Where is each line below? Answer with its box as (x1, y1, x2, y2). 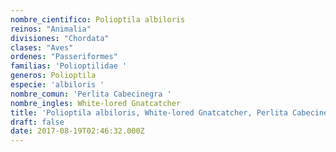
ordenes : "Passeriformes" (10, 52, 118, 62)
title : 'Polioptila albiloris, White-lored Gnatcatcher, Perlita (10, 107, 288, 118)
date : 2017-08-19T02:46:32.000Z (10, 126, 145, 136)
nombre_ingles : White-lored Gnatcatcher (10, 98, 182, 108)
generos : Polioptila (10, 71, 97, 81)
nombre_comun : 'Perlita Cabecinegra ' (10, 89, 172, 99)
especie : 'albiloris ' (10, 80, 105, 90)
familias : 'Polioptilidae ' (10, 61, 128, 71)
